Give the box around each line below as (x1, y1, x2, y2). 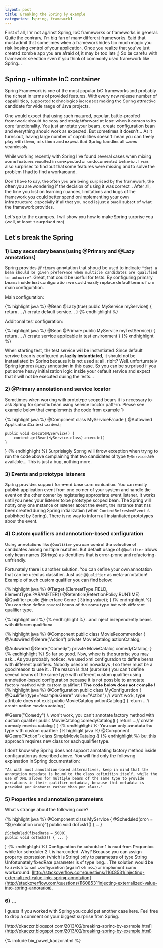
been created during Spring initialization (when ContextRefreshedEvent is (5, 508, 150, 514)
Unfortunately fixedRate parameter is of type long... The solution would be (5, 859, 154, 865)
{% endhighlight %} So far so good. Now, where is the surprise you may (5, 651, 149, 657)
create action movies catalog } (5, 703, 66, 708)
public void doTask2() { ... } (5, 835, 68, 840)
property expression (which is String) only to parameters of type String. (5, 854, 148, 860)
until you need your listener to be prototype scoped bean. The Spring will (5, 497, 151, 503)
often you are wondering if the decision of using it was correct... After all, (5, 183, 151, 189)
